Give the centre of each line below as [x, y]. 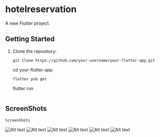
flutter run [23, 88]
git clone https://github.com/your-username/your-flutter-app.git [84, 60]
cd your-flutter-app [33, 70]
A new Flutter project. [28, 23]
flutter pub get [30, 79]
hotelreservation [41, 9]
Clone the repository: [35, 51]
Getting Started [30, 39]
